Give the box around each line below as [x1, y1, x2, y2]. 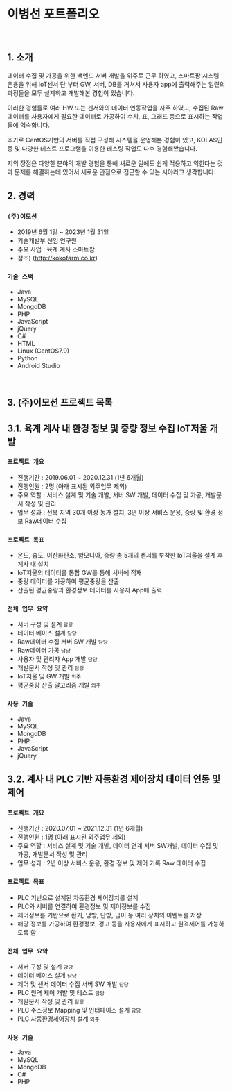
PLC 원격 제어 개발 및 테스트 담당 [17, 988, 105, 997]
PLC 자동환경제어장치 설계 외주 [17, 1015, 100, 1023]
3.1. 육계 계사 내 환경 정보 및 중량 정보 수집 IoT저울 [7, 422, 208, 434]
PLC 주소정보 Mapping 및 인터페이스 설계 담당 [17, 1006, 141, 1014]
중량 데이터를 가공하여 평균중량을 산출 [17, 577, 120, 585]
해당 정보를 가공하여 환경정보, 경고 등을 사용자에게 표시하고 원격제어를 [17, 919, 206, 928]
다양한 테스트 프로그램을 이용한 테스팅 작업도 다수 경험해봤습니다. [21, 144, 197, 153]
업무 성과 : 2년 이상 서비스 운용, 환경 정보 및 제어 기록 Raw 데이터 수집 [17, 859, 206, 867]
